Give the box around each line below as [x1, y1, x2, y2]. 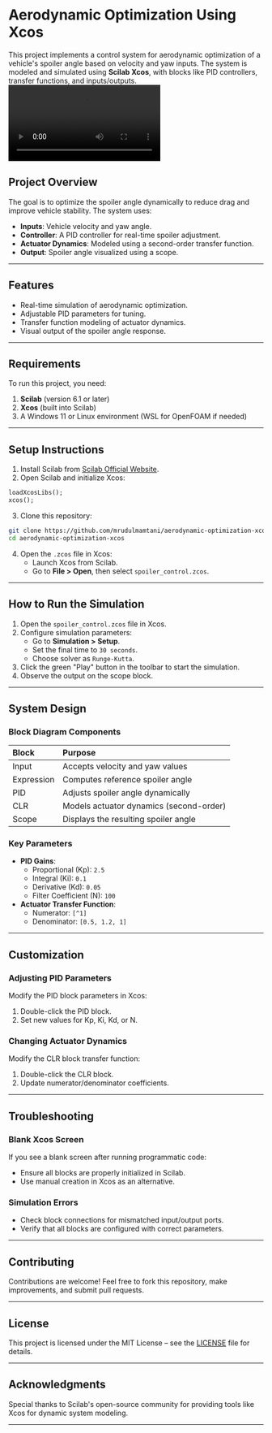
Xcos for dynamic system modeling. [8, 1408, 128, 1418]
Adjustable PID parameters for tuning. [19, 309, 147, 318]
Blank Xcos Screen [8, 1133, 84, 1145]
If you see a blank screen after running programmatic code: [8, 1152, 207, 1162]
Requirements [8, 357, 81, 370]
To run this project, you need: [8, 379, 107, 388]
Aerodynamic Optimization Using [8, 6, 237, 24]
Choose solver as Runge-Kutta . [32, 653, 135, 663]
